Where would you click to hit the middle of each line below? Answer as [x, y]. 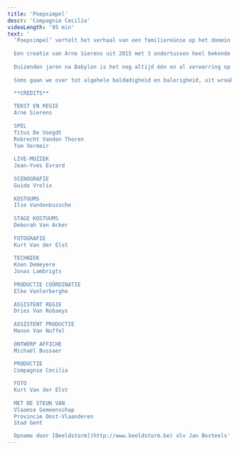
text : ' [19, 34]
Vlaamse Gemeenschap [44, 409]
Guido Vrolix [33, 186]
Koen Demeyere [34, 265]
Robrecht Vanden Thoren [49, 139]
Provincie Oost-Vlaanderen [54, 417]
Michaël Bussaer [38, 350]
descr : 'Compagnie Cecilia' [49, 21]
